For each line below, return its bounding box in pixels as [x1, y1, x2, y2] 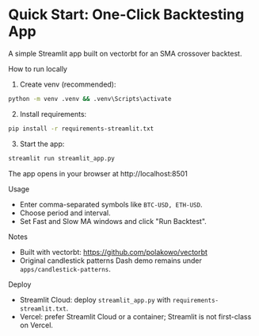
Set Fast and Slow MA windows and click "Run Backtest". [19, 216, 208, 226]
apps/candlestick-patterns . [19, 264, 111, 273]
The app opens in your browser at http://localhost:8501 [8, 168, 188, 178]
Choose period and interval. [19, 208, 111, 218]
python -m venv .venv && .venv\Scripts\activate [8, 95, 172, 102]
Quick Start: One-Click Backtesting [8, 6, 245, 24]
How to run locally [8, 64, 67, 73]
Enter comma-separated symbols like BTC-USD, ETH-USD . [19, 199, 203, 209]
